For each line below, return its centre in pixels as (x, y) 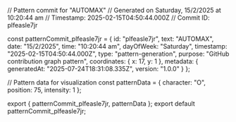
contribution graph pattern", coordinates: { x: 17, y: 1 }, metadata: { (103, 61)
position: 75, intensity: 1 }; (44, 90)
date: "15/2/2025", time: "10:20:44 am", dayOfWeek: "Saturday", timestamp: (117, 46)
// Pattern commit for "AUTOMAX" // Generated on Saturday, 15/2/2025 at (114, 10)
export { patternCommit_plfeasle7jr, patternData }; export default (101, 104)
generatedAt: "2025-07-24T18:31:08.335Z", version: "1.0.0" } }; (99, 69)
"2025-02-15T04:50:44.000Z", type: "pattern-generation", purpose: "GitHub (118, 54)
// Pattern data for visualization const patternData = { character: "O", (107, 83)
